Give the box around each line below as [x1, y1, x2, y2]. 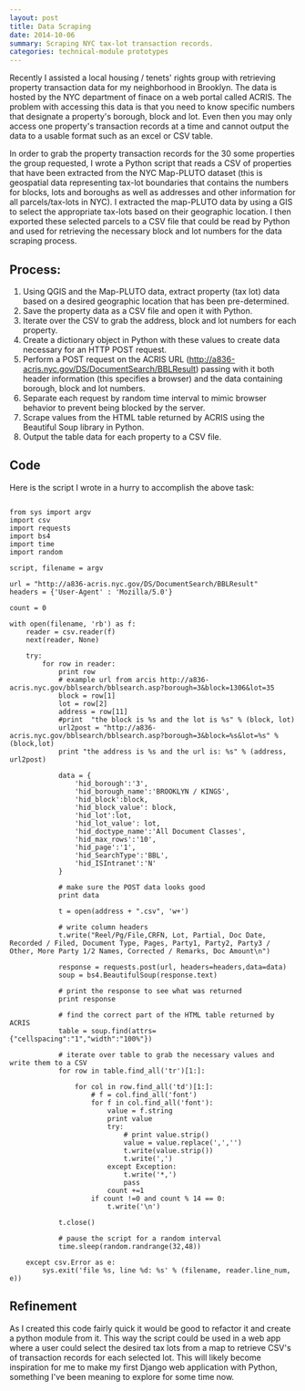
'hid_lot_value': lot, [74, 818, 161, 828]
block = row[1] [57, 690, 117, 701]
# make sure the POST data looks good [57, 882, 206, 892]
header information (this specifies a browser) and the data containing [22, 373, 283, 384]
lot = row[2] [57, 699, 107, 708]
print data [57, 890, 100, 899]
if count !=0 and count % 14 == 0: [90, 1194, 226, 1203]
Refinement [9, 1299, 77, 1314]
